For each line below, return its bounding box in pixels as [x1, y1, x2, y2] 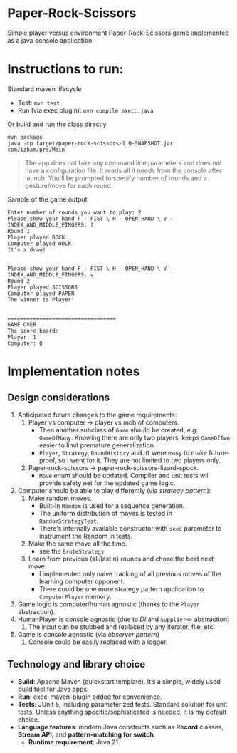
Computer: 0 [7, 340, 43, 347]
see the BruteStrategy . [38, 546, 107, 555]
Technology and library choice [7, 658, 146, 670]
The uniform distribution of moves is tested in [38, 509, 173, 517]
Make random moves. [28, 494, 93, 502]
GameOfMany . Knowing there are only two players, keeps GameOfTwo [38, 433, 230, 442]
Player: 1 [7, 333, 37, 341]
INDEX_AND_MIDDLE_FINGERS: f [7, 221, 94, 229]
